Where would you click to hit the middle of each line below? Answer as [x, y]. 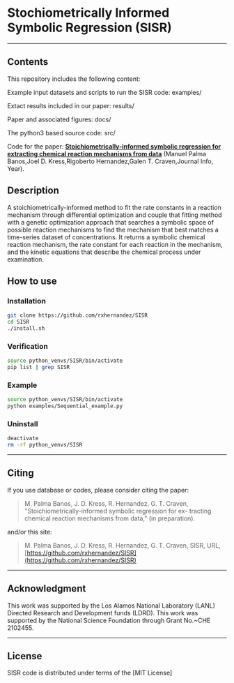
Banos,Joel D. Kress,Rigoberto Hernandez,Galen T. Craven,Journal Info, [110, 161]
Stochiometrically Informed [88, 13]
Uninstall [23, 423]
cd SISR [18, 322]
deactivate [23, 438]
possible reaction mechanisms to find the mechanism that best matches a [113, 230]
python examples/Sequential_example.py [65, 406]
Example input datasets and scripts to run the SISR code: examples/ [104, 92]
